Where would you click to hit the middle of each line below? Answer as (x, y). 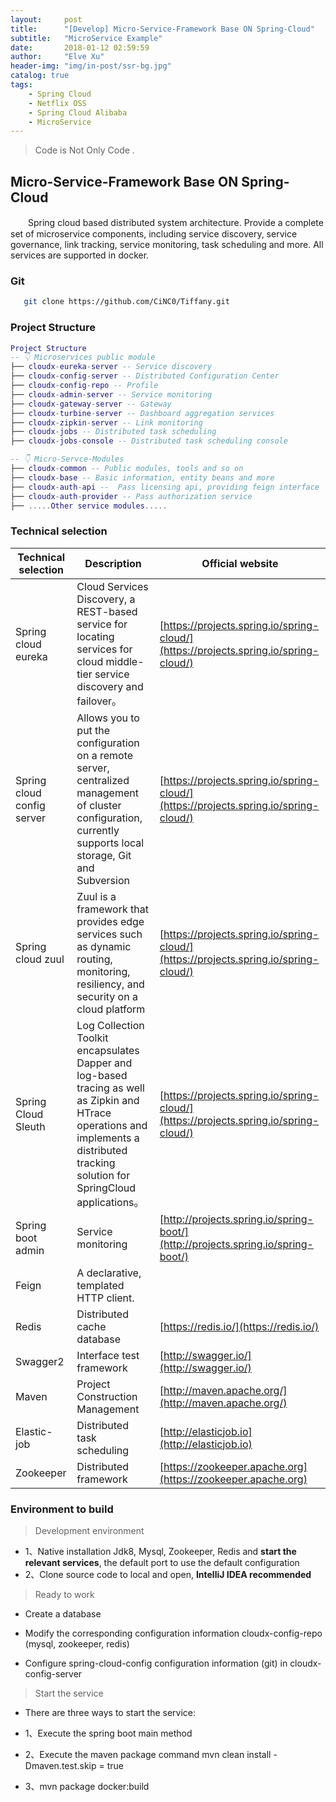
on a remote (105, 755)
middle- (125, 661)
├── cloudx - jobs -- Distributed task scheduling (113, 432)
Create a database (63, 1614)
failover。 (99, 701)
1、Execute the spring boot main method (108, 1733)
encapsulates (108, 1050)
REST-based (107, 611)
